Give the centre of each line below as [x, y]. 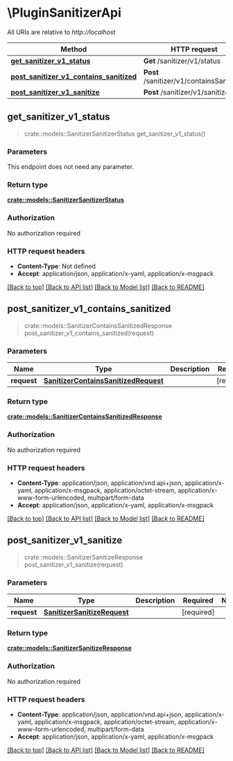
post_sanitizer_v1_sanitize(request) [74, 564]
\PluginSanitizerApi [64, 13]
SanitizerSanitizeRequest [87, 612]
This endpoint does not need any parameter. [70, 167]
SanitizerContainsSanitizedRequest [104, 381]
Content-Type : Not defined [56, 266]
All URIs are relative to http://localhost [61, 32]
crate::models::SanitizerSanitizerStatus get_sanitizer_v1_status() [115, 133]
